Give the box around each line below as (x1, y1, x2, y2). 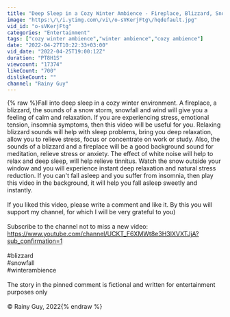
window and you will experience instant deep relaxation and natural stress (7, 164, 216, 173)
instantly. (7, 186, 33, 194)
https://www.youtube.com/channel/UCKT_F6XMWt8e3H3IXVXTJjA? (7, 230, 200, 238)
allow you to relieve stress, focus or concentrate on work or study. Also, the (7, 135, 220, 144)
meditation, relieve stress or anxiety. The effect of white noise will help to (7, 150, 214, 158)
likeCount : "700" (7, 67, 57, 74)
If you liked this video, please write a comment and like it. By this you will (7, 201, 213, 209)
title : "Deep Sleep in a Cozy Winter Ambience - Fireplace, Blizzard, (7, 10, 213, 17)
